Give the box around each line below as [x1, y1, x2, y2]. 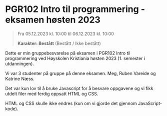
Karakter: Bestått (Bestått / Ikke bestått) [17, 40, 101, 46]
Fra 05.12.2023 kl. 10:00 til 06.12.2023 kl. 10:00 [17, 30, 114, 36]
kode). [5, 105, 18, 111]
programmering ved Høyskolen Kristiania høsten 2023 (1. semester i [5, 55, 145, 61]
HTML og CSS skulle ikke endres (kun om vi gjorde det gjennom [5, 100, 137, 106]
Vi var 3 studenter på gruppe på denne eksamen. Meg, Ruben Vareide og [5, 70, 156, 76]
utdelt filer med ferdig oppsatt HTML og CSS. [5, 90, 98, 96]
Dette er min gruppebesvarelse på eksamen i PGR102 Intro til [5, 50, 131, 56]
